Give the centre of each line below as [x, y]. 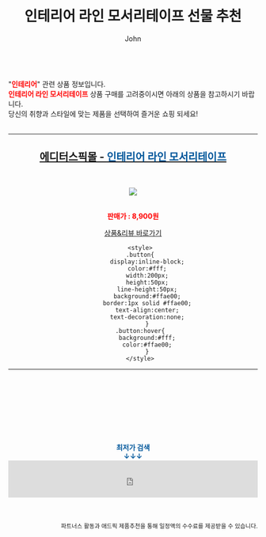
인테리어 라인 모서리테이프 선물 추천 [133, 16]
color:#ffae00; [147, 345]
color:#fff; [148, 268]
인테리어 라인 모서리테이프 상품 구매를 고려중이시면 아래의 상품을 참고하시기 [124, 94]
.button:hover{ [140, 331]
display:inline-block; [147, 262]
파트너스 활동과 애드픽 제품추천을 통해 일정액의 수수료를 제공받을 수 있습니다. [159, 526]
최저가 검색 [133, 447]
